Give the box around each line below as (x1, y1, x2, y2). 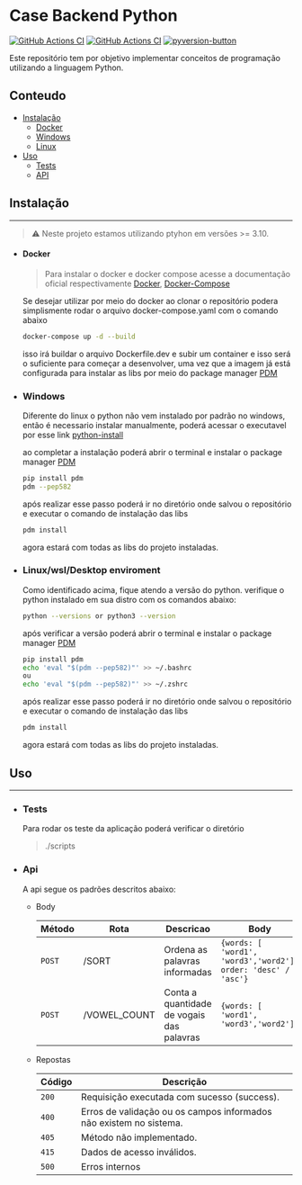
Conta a (164, 986, 198, 999)
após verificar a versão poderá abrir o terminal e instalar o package (22, 627, 272, 639)
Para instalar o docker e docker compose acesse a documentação (44, 268, 290, 279)
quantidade (164, 997, 212, 1010)
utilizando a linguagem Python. (9, 62, 124, 73)
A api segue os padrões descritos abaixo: (22, 884, 177, 894)
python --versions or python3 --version (22, 611, 176, 621)
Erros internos (80, 1160, 141, 1172)
